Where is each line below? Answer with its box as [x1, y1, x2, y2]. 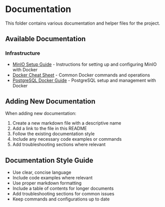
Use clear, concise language [12, 169, 72, 175]
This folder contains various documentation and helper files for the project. [5, 20, 160, 26]
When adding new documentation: [5, 111, 77, 117]
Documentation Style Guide [5, 156, 94, 164]
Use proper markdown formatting [12, 180, 82, 186]
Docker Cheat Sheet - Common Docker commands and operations [12, 72, 150, 78]
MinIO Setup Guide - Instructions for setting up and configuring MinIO [12, 61, 157, 67]
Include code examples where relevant [12, 175, 93, 181]
